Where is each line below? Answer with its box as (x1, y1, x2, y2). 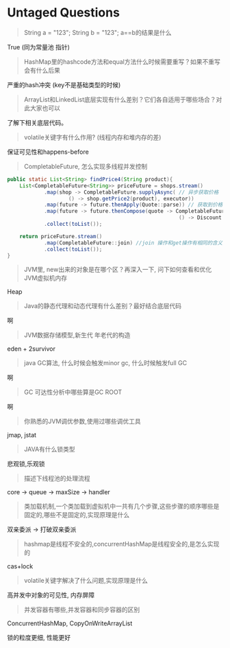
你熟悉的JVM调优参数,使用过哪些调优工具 (23, 417, 142, 426)
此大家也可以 (23, 104, 60, 112)
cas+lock (7, 562, 34, 570)
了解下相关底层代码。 (7, 118, 67, 126)
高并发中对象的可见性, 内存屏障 (7, 591, 94, 599)
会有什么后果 (23, 66, 60, 74)
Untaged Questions (7, 5, 120, 21)
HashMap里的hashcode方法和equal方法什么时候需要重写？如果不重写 (23, 57, 221, 66)
